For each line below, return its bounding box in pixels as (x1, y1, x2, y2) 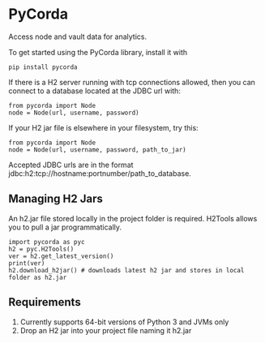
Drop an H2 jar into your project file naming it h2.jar (19, 325, 192, 335)
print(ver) (8, 259, 45, 268)
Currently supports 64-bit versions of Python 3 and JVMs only (19, 317, 229, 327)
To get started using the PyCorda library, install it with (8, 47, 188, 57)
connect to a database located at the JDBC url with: (8, 86, 181, 96)
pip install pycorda (8, 62, 79, 71)
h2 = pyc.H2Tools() (8, 245, 75, 253)
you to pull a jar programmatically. (8, 222, 122, 232)
